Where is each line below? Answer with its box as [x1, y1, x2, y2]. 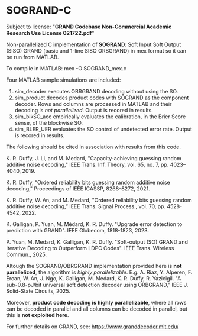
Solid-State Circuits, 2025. [6, 287, 71, 295]
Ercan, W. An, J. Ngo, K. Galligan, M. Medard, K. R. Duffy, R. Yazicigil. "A [6, 274, 181, 282]
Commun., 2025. [6, 251, 47, 258]
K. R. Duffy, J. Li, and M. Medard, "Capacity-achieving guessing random [6, 154, 181, 161]
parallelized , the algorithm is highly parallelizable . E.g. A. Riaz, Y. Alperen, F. [6, 269, 193, 276]
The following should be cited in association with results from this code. [6, 143, 181, 150]
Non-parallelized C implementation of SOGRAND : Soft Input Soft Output [6, 41, 181, 48]
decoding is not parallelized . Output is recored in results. [14, 106, 154, 114]
